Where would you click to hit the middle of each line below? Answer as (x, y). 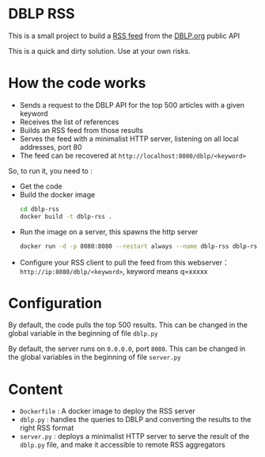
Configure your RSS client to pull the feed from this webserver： (124, 262)
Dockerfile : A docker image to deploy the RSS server (108, 411)
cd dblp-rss (39, 209)
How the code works (77, 83)
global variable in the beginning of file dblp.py (83, 333)
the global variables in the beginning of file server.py (95, 357)
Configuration (55, 303)
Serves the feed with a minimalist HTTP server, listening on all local (129, 139)
